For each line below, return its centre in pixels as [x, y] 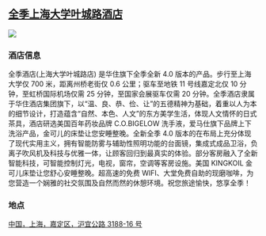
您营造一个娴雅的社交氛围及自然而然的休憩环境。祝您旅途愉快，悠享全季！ [129, 183]
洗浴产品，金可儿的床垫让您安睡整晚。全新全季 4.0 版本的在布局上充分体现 [130, 134]
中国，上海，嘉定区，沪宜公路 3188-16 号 [75, 224]
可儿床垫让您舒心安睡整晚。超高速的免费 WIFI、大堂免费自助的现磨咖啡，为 [131, 173]
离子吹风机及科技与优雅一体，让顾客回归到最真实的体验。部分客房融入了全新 [133, 154]
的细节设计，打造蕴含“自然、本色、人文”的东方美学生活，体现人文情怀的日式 [133, 114]
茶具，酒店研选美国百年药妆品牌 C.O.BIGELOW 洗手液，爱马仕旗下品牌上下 [130, 124]
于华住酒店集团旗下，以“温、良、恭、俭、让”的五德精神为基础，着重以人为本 [133, 104]
